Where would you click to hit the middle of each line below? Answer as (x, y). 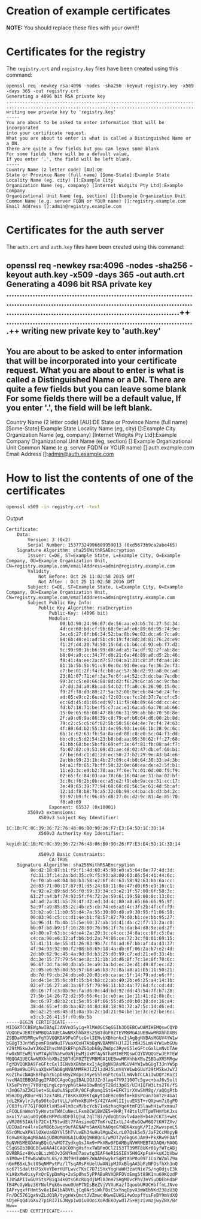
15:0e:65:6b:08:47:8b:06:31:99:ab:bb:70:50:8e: (120, 713)
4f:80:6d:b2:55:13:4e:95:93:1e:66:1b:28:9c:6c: (120, 728)
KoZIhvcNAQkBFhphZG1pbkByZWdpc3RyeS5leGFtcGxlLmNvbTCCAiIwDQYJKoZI (92, 1075)
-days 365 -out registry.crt (42, 91)
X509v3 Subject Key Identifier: (78, 817)
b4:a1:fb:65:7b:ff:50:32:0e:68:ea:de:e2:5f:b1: (120, 765)
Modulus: (60, 618)
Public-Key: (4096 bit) (79, 613)
